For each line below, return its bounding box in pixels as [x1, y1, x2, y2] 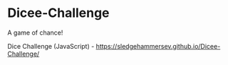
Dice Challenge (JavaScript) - [7, 42, 95, 50]
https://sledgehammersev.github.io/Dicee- [95, 42, 221, 50]
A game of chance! [7, 28, 63, 37]
